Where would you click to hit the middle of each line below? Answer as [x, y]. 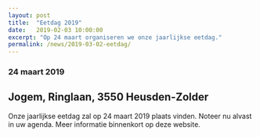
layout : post [29, 15]
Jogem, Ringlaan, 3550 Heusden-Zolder [108, 97]
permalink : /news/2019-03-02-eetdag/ [70, 45]
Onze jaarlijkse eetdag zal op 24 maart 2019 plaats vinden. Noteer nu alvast [130, 116]
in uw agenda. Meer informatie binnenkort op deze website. [105, 124]
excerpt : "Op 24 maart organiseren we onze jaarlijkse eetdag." [115, 37]
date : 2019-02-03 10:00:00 [56, 30]
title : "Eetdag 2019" [45, 23]
